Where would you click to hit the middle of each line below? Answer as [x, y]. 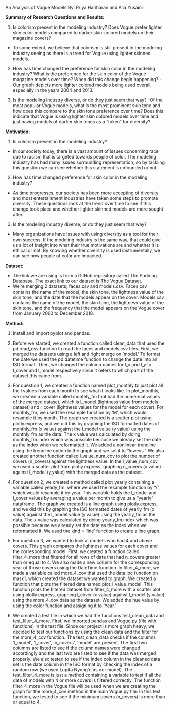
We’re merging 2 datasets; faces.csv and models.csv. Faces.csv [80, 286]
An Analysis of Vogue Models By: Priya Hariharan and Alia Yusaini [74, 7]
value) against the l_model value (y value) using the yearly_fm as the [84, 515]
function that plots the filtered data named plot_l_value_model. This [83, 584]
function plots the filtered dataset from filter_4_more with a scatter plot [87, 589]
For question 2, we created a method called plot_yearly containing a [83, 482]
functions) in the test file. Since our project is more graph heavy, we [83, 626]
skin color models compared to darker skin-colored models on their [83, 32]
